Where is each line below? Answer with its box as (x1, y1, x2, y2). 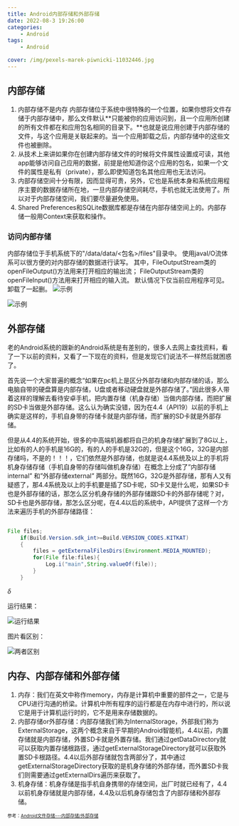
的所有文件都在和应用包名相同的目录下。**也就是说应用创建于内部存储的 (17, 123, 230, 131)
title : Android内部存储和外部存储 (7, 10, 100, 18)
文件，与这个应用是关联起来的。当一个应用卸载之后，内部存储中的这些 (17, 131, 224, 140)
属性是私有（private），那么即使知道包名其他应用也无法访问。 (30, 167, 210, 175)
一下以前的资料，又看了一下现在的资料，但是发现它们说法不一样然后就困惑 (13, 352, 232, 360)
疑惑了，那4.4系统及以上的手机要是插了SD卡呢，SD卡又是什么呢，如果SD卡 (7, 480, 230, 489)
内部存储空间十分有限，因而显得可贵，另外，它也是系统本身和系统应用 (17, 176, 224, 185)
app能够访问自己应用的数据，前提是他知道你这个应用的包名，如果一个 (17, 158, 223, 167)
